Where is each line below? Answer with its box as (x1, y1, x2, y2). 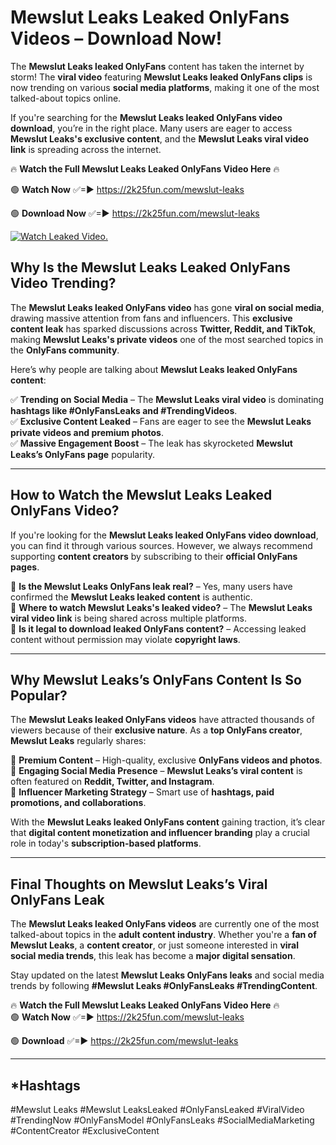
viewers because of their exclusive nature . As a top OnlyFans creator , (10, 724, 303, 736)
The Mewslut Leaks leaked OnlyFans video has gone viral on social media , (10, 301, 325, 313)
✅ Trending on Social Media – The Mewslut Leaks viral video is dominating (10, 393, 325, 405)
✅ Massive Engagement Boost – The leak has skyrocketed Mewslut (10, 437, 293, 449)
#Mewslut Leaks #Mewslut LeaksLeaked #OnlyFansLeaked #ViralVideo (10, 1104, 305, 1115)
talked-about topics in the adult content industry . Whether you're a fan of (10, 929, 317, 941)
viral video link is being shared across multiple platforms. (10, 612, 248, 624)
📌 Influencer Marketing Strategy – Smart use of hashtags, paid (10, 786, 275, 798)
